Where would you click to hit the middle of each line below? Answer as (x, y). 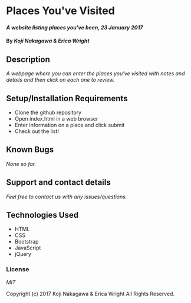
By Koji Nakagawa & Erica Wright (48, 41)
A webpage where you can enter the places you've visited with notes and (95, 74)
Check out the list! (37, 131)
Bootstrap (27, 242)
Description (28, 59)
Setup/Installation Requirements (67, 98)
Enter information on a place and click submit (70, 125)
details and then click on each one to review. (60, 80)
